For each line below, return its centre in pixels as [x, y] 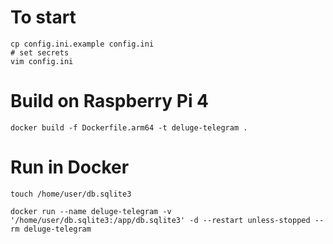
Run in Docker [70, 167]
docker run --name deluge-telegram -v [91, 211]
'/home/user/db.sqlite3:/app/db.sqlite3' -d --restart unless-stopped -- [167, 220]
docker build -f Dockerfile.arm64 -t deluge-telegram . [129, 127]
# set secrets [40, 52]
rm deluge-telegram [51, 229]
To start [43, 17]
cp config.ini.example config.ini [82, 44]
